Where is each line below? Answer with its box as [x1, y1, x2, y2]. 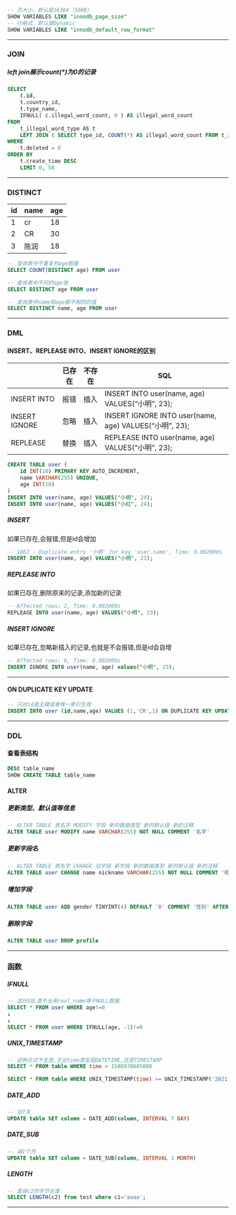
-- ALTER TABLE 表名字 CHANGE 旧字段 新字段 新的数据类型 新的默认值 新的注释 [7, 862, 218, 869]
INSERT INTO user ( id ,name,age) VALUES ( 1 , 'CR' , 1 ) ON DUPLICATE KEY [7, 707, 212, 715]
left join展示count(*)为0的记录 [7, 67, 96, 77]
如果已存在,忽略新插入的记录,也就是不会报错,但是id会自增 [7, 643, 172, 651]
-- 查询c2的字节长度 [7, 1188, 60, 1195]
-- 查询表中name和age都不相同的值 [7, 299, 97, 306]
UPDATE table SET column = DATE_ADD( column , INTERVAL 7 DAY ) [7, 1115, 190, 1122]
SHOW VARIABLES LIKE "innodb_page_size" [7, 13, 128, 20]
